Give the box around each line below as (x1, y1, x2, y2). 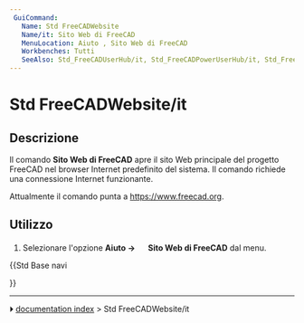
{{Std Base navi (9, 260, 68, 271)
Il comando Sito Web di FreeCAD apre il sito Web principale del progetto (9, 155, 280, 165)
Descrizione (9, 130, 80, 146)
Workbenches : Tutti (21, 47, 95, 56)
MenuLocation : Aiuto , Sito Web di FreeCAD (21, 38, 188, 48)
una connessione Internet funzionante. (9, 174, 154, 184)
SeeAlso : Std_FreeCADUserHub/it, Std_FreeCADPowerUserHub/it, (21, 55, 261, 64)
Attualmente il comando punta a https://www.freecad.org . (9, 191, 224, 202)
